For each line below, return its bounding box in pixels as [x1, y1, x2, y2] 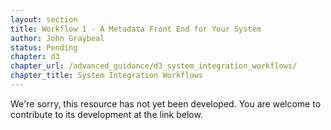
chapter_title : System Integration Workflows [10, 71, 203, 81]
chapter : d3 [10, 52, 60, 62]
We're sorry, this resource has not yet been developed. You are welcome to [10, 97, 322, 110]
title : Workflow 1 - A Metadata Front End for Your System [10, 24, 262, 34]
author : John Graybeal [10, 33, 105, 43]
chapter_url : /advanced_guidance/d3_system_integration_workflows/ [10, 61, 298, 71]
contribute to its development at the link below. [10, 108, 203, 120]
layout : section [10, 14, 78, 25]
